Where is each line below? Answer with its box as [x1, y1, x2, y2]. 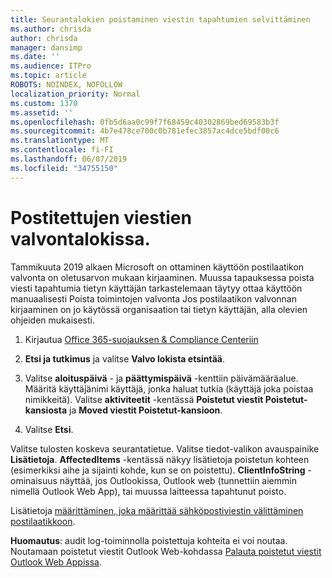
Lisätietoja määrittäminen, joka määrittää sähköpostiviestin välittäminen [10, 504, 304, 516]
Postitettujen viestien [10, 206, 192, 229]
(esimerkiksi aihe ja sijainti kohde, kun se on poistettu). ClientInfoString [10, 464, 306, 476]
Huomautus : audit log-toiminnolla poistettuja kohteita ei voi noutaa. [10, 534, 288, 546]
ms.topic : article [10, 71, 87, 81]
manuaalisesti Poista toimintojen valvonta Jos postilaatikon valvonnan [10, 292, 297, 305]
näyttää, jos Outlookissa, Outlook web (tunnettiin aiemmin [59, 474, 297, 486]
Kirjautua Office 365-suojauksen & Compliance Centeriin [24, 333, 259, 345]
